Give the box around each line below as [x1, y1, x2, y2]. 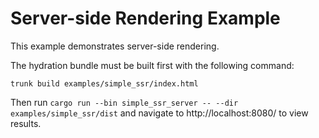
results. [10, 117, 42, 129]
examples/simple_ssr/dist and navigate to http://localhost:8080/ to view [10, 107, 309, 119]
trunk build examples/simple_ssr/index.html [10, 78, 199, 89]
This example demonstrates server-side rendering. [10, 40, 220, 52]
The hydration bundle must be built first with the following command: [10, 59, 295, 71]
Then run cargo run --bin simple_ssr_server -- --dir [10, 96, 239, 108]
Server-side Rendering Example [10, 7, 281, 30]
